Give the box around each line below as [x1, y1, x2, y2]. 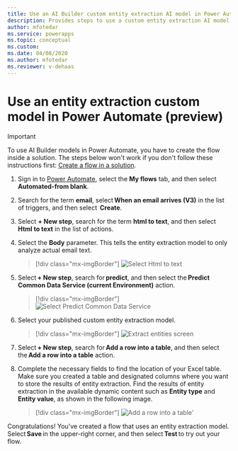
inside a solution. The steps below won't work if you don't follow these [7, 153, 213, 161]
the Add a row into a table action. [17, 350, 115, 359]
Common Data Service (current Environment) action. [17, 280, 176, 289]
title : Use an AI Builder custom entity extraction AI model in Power [7, 10, 220, 18]
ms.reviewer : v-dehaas [7, 63, 74, 70]
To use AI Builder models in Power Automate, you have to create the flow [7, 146, 220, 154]
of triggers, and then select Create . [17, 203, 123, 212]
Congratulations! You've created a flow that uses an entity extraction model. [7, 422, 229, 430]
